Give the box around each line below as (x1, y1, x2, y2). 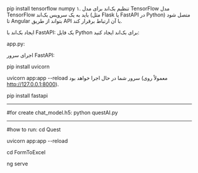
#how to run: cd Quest (6, 126, 61, 133)
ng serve (6, 160, 28, 167)
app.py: (6, 41, 25, 47)
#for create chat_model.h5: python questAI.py (6, 109, 118, 116)
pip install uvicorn (6, 63, 50, 70)
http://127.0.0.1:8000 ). (6, 81, 59, 88)
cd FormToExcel (6, 149, 46, 155)
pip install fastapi (6, 92, 48, 99)
